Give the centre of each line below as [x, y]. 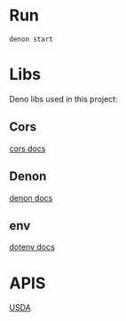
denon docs [31, 197]
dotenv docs [32, 247]
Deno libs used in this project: [63, 99]
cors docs [28, 148]
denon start [31, 39]
